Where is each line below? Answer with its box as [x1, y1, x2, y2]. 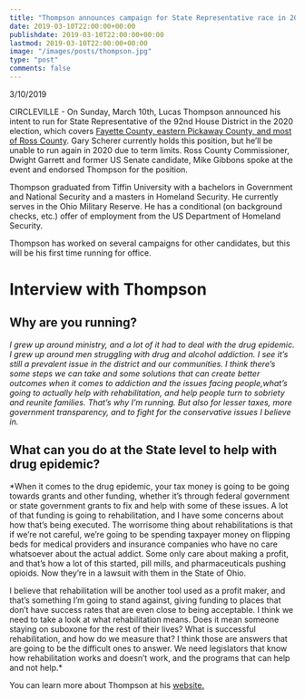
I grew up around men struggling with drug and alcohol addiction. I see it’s [9, 348, 289, 359]
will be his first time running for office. [9, 247, 152, 258]
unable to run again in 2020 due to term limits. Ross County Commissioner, [9, 144, 290, 155]
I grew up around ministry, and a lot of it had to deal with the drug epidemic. [9, 339, 295, 350]
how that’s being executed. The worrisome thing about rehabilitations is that [9, 519, 293, 530]
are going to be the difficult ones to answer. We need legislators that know [9, 643, 288, 654]
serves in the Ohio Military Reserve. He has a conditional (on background [9, 200, 283, 211]
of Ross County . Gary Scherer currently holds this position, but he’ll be [9, 135, 273, 146]
